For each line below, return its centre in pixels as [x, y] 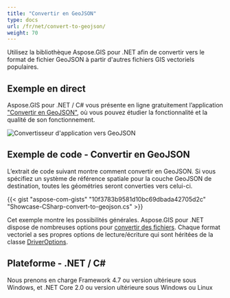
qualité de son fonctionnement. [51, 120]
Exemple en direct [46, 88]
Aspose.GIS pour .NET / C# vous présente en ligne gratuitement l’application [115, 105]
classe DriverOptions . [38, 242]
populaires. [23, 67]
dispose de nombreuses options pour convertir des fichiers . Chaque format [114, 227]
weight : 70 [23, 33]
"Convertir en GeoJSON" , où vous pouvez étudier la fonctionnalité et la [107, 113]
